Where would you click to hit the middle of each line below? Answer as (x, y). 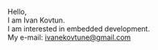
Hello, (17, 12)
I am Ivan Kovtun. (36, 20)
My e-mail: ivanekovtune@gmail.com (69, 37)
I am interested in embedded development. (79, 29)
